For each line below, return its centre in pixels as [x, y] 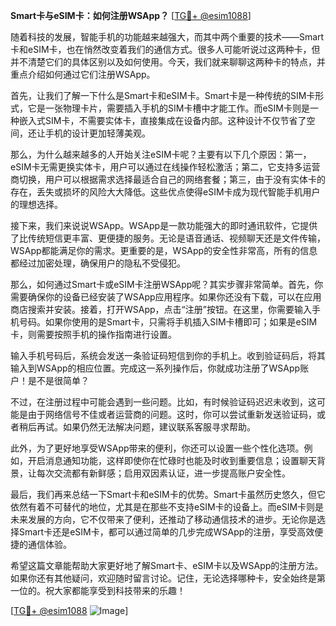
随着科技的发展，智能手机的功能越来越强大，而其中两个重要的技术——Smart [167, 37]
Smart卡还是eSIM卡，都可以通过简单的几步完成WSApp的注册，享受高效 [166, 532]
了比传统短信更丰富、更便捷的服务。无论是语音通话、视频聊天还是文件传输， [168, 238]
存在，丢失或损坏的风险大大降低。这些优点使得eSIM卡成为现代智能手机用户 [165, 192]
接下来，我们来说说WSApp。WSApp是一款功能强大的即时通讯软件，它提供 [164, 225]
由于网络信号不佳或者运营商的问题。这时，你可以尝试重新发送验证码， [172, 414]
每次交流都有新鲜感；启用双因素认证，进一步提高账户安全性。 [163, 473]
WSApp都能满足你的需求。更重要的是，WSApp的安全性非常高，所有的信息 [164, 250]
